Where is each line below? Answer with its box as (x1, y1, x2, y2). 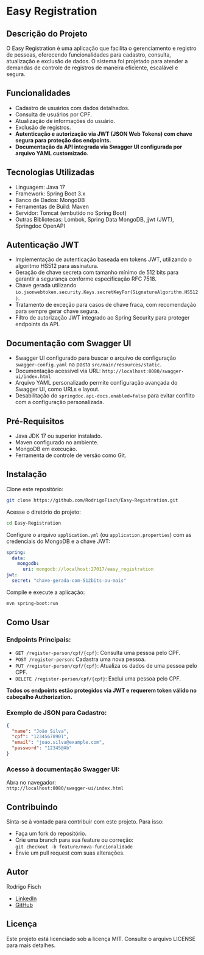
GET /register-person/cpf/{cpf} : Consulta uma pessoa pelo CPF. (15, 649, 181, 657)
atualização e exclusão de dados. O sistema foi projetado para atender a (6, 58, 188, 65)
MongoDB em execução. (15, 446, 77, 453)
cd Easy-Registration (6, 520, 62, 526)
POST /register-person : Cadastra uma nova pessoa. (15, 656, 146, 663)
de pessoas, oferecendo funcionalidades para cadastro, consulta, (6, 51, 172, 58)
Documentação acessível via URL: (15, 367, 101, 375)
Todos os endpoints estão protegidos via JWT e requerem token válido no (6, 687, 197, 694)
